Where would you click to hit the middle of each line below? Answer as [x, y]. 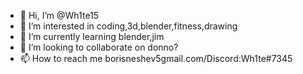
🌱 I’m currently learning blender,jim [92, 36]
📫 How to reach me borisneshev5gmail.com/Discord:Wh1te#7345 [156, 58]
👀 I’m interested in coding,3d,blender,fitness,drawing [128, 26]
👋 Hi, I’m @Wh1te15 [59, 15]
